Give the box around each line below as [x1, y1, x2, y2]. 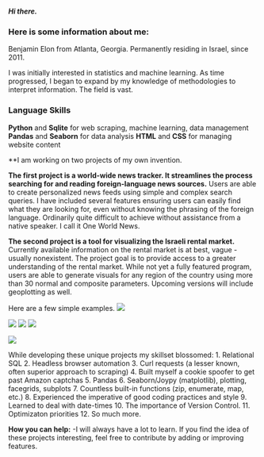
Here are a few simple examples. [8, 303, 115, 313]
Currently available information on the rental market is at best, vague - [8, 244, 238, 254]
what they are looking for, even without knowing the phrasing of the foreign [8, 204, 254, 213]
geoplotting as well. [8, 286, 73, 297]
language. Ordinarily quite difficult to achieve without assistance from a [8, 213, 241, 222]
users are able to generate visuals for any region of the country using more [8, 270, 254, 279]
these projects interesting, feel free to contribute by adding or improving [8, 432, 244, 442]
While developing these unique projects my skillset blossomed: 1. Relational [8, 350, 254, 359]
